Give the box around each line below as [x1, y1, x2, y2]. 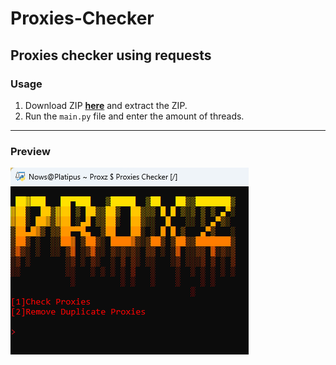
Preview [10, 144, 51, 158]
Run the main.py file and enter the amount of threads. [24, 110, 245, 122]
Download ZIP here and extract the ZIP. [24, 99, 188, 111]
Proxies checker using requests [10, 47, 212, 64]
